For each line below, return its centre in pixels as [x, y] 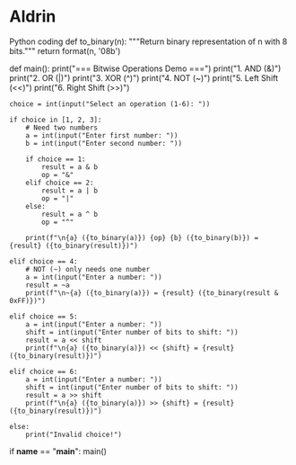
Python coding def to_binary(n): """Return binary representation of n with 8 [148, 41]
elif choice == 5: [44, 317]
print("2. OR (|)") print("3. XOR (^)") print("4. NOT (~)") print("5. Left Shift [144, 77]
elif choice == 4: [44, 261]
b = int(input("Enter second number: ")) [104, 143]
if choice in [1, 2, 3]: [56, 120]
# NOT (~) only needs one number [88, 269]
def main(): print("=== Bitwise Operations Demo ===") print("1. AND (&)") [145, 68]
